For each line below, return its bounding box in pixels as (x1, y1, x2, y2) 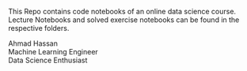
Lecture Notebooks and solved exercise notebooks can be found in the (8, 15, 240, 24)
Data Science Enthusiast (8, 55, 88, 65)
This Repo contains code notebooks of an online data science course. (8, 7, 236, 16)
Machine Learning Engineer (8, 47, 99, 56)
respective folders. (8, 24, 70, 32)
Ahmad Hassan (8, 39, 58, 48)
